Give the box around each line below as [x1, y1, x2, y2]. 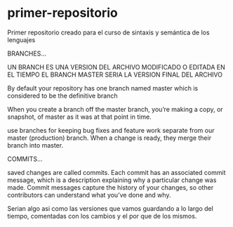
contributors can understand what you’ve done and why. [7, 190, 171, 199]
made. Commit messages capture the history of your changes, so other [7, 183, 214, 191]
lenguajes [7, 35, 36, 44]
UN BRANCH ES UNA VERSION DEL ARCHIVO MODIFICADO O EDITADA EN [7, 63, 226, 71]
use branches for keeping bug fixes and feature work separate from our [7, 126, 215, 134]
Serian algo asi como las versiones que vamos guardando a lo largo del [7, 204, 214, 212]
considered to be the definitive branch [7, 91, 118, 100]
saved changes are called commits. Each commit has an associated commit [7, 168, 226, 176]
